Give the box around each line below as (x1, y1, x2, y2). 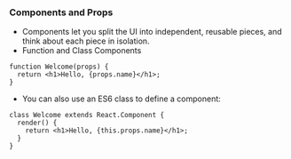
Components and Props (9, 6, 114, 19)
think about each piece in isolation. (21, 36, 150, 46)
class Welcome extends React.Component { (9, 111, 165, 120)
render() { (17, 118, 58, 128)
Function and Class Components (21, 45, 142, 56)
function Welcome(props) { (9, 62, 109, 72)
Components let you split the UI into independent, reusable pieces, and (21, 27, 282, 37)
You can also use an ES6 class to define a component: (21, 93, 222, 104)
